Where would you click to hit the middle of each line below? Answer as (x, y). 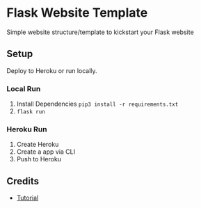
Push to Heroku (39, 159)
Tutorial (27, 198)
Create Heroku (38, 145)
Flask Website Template (77, 13)
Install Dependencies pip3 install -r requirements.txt (97, 104)
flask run (31, 112)
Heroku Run (27, 129)
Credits (23, 181)
